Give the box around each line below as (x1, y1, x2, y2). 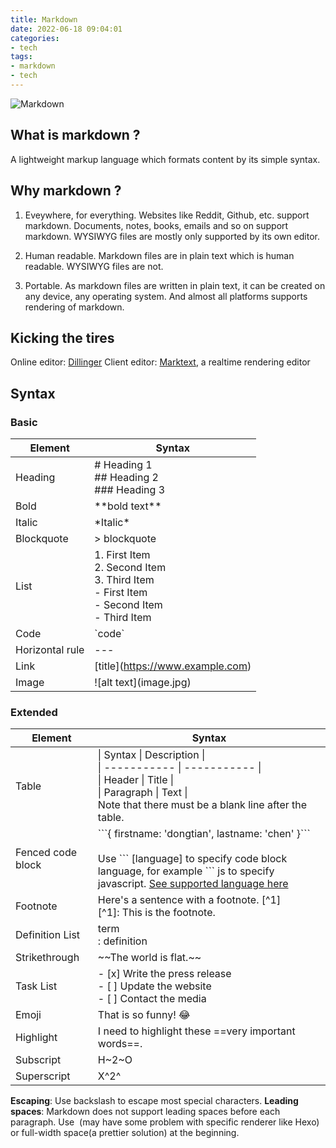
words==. (97, 1037, 143, 1051)
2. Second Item (94, 561, 167, 574)
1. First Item (94, 548, 151, 561)
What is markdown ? (10, 127, 141, 144)
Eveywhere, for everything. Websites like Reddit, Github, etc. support (24, 209, 310, 221)
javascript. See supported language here (97, 877, 289, 891)
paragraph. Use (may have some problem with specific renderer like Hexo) (10, 1116, 320, 1128)
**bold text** (94, 499, 162, 513)
